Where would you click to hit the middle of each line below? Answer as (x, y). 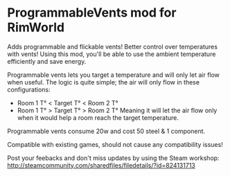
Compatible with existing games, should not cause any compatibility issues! (115, 144)
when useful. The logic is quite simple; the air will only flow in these (103, 82)
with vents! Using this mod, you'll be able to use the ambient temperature (112, 54)
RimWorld (36, 27)
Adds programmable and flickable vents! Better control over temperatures (113, 46)
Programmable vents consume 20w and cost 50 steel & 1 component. (106, 131)
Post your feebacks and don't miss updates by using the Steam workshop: (113, 158)
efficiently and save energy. (47, 61)
